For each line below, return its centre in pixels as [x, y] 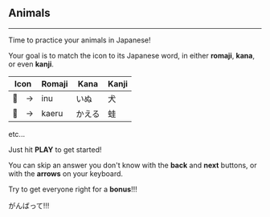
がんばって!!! [29, 205]
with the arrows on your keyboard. [65, 173]
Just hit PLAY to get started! [55, 149]
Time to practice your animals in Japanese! [80, 40]
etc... [17, 134]
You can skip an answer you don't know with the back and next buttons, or [133, 165]
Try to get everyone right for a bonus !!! [73, 189]
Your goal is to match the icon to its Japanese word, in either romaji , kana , [132, 55]
